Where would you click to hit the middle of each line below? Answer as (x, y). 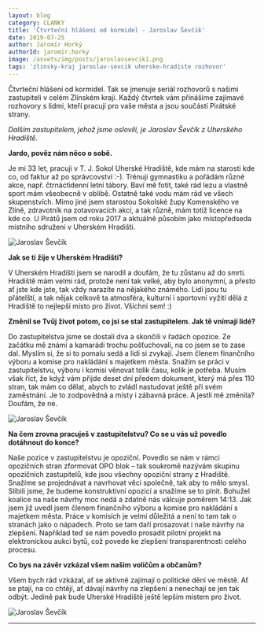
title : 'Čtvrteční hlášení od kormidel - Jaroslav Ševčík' (107, 30)
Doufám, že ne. (33, 403)
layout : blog (29, 15)
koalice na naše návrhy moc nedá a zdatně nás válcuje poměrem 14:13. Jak (130, 499)
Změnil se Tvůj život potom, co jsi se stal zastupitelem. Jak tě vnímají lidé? (132, 321)
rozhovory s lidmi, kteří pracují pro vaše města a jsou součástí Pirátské (122, 105)
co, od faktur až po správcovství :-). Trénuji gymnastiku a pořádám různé (126, 176)
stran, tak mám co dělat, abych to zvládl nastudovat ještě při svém (115, 386)
